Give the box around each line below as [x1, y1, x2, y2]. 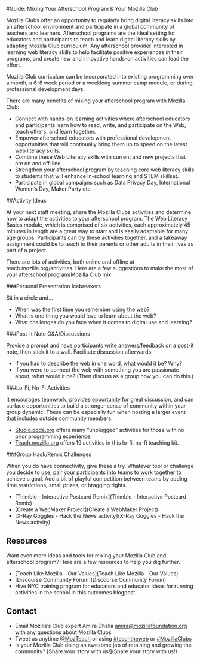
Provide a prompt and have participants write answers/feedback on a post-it [6, 342, 194, 349]
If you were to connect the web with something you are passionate [14, 366, 179, 373]
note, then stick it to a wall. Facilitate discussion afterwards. [6, 348, 153, 355]
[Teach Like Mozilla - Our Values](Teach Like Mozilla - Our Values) [14, 569, 179, 577]
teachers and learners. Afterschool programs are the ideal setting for [6, 29, 176, 37]
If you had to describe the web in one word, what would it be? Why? [14, 360, 182, 367]
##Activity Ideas [6, 197, 47, 204]
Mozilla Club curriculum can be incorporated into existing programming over [6, 73, 194, 80]
